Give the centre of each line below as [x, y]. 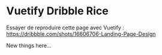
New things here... [29, 45]
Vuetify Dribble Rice [58, 11]
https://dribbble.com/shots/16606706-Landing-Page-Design [81, 33]
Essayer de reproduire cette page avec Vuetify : [65, 27]
